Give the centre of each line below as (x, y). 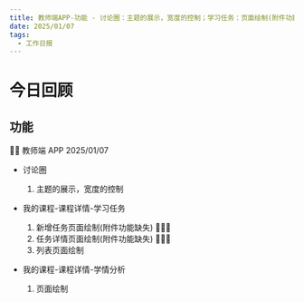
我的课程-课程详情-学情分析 (74, 269)
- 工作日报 (35, 43)
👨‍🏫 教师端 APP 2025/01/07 (59, 151)
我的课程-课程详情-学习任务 (74, 209)
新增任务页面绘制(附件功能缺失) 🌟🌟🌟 (104, 228)
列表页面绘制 (60, 250)
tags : (19, 34)
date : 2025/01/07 (42, 26)
